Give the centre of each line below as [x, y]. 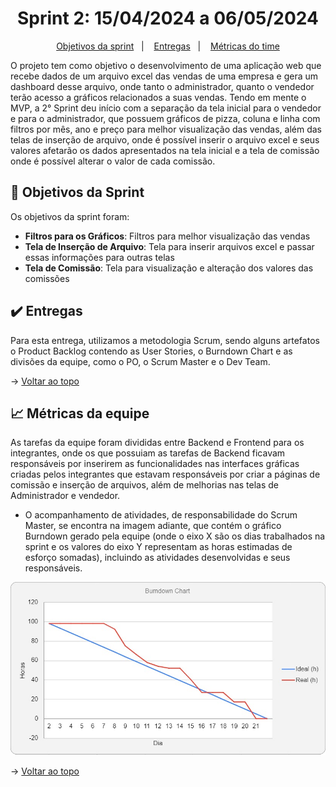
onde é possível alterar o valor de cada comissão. [113, 161]
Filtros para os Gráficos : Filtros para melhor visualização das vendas [167, 236]
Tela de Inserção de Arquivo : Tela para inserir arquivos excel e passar [169, 246]
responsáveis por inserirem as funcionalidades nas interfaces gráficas [155, 464]
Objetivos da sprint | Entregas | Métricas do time [168, 46]
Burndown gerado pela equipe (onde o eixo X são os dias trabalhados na [175, 536]
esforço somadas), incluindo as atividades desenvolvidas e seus [157, 558]
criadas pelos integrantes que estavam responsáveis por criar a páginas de [165, 474]
